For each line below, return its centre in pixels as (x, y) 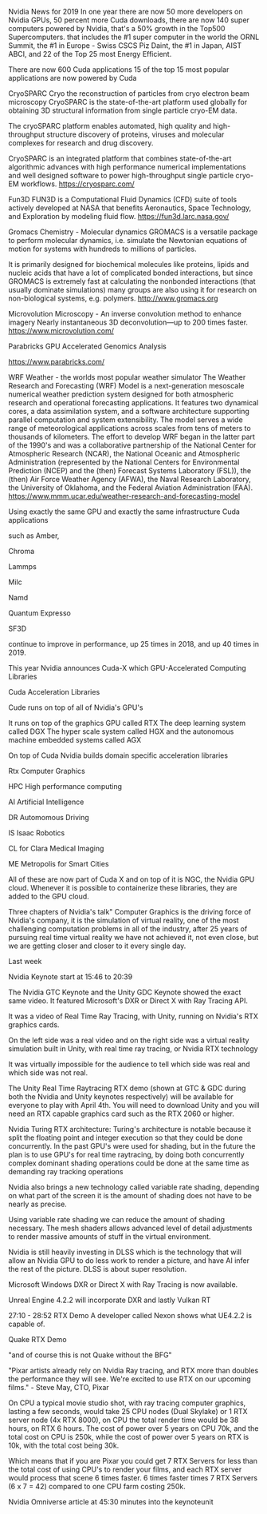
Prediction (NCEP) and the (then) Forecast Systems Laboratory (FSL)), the (130, 470)
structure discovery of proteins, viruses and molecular (135, 134)
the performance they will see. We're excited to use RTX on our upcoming (130, 1379)
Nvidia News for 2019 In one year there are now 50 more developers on (126, 12)
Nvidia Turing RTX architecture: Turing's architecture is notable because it (130, 1129)
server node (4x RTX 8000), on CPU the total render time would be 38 (124, 1420)
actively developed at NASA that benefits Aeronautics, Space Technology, (130, 208)
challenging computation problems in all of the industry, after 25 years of (128, 929)
